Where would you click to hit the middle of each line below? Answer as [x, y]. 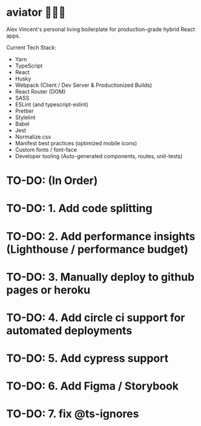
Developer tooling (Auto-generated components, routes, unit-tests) [99, 156]
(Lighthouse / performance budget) [97, 249]
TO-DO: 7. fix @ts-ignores [73, 414]
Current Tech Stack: [31, 47]
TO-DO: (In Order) [52, 181]
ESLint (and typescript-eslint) [52, 104]
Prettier [24, 111]
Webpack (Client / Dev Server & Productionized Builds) [84, 85]
